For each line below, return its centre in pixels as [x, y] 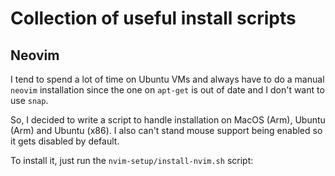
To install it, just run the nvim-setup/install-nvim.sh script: [132, 160]
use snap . [29, 100]
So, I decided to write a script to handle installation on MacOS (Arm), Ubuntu [168, 120]
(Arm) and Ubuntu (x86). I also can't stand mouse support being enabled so [166, 130]
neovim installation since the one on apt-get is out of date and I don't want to [167, 90]
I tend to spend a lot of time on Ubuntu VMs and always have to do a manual [167, 79]
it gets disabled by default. [65, 141]
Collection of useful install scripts [153, 18]
